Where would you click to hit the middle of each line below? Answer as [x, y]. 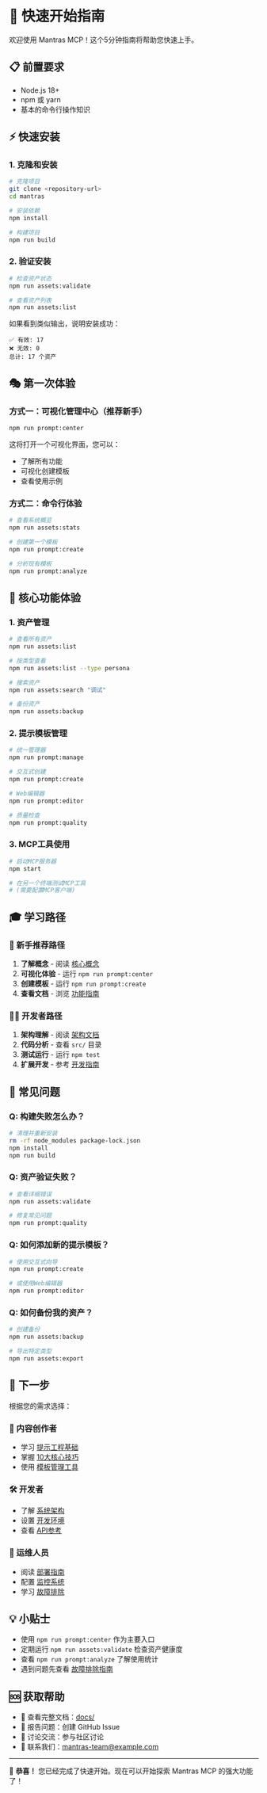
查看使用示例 [41, 481]
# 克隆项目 [25, 182]
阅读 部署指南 [42, 1572]
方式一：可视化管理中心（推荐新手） [78, 411]
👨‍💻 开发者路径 [36, 1016]
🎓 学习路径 [38, 917]
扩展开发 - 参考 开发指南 [60, 1064]
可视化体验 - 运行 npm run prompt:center [87, 973]
